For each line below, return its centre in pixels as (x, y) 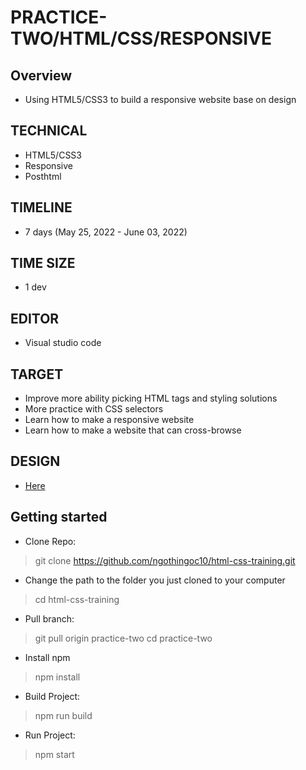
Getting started (59, 517)
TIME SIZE (43, 263)
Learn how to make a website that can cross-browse (133, 430)
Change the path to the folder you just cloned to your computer (155, 580)
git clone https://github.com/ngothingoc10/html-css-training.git (165, 560)
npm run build (63, 715)
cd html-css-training (77, 599)
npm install (57, 677)
